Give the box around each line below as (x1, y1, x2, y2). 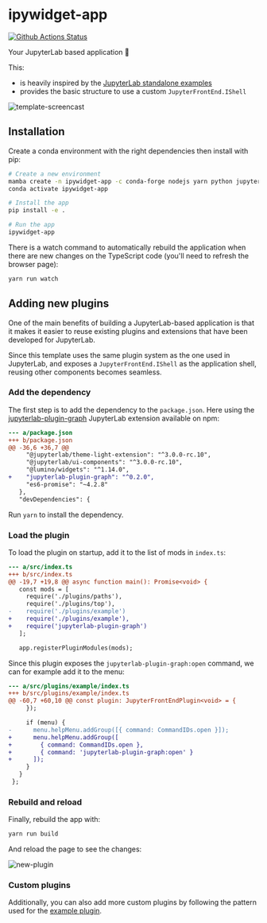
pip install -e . (8, 207, 66, 215)
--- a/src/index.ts (8, 563, 73, 571)
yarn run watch (8, 274, 59, 283)
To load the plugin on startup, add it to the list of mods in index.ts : (8, 547, 226, 557)
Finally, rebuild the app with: (8, 815, 101, 824)
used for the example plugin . (8, 906, 102, 916)
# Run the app (8, 221, 56, 229)
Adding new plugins (8, 297, 110, 311)
